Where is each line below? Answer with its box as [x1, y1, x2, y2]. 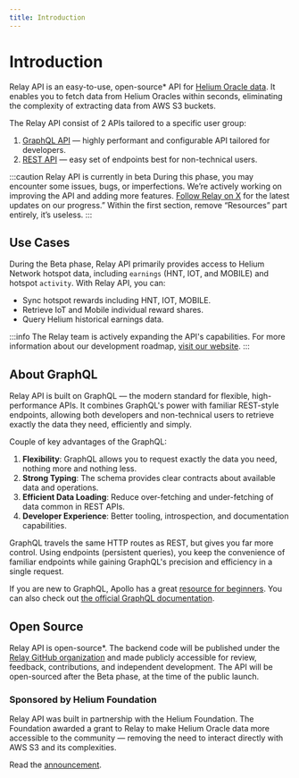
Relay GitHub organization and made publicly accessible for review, [9, 652, 257, 663]
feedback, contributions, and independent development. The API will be [9, 662, 274, 672]
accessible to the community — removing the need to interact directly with [9, 732, 284, 743]
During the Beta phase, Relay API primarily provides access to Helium [9, 258, 265, 269]
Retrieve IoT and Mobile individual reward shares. [21, 305, 203, 316]
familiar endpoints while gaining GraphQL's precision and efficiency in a [9, 556, 273, 568]
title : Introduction [9, 13, 87, 22]
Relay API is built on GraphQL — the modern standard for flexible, [9, 391, 250, 402]
